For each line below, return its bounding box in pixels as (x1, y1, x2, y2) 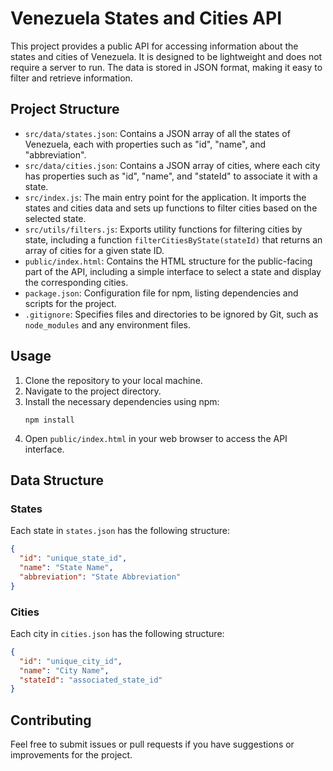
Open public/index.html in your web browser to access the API (24, 432, 288, 444)
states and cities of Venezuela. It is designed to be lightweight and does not (10, 50, 323, 62)
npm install (24, 415, 75, 425)
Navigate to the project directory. (24, 385, 162, 397)
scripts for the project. (24, 297, 117, 309)
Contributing (10, 712, 92, 729)
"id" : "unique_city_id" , (19, 656, 123, 666)
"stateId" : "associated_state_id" (19, 675, 163, 685)
